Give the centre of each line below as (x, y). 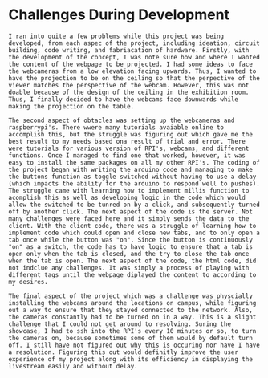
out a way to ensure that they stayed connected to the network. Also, (130, 310)
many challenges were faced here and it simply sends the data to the (129, 218)
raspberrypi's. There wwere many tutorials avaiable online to (116, 127)
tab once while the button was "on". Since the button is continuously (130, 240)
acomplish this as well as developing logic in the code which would (127, 197)
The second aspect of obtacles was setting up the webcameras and (122, 120)
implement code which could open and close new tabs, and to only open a (134, 233)
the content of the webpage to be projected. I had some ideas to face (130, 64)
